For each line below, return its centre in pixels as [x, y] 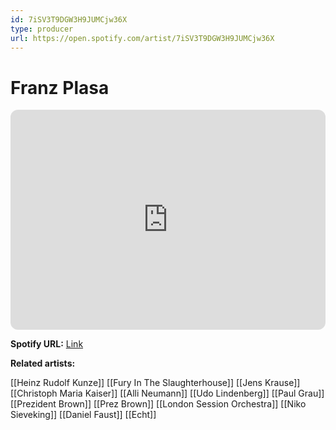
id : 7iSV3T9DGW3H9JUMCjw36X [69, 19]
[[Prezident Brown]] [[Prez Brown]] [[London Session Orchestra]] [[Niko [158, 404]
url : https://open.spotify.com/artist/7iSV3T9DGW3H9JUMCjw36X [142, 38]
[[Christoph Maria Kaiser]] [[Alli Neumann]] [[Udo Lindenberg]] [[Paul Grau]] [167, 393]
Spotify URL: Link [47, 344]
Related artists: [43, 363]
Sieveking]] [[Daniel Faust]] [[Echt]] [83, 415]
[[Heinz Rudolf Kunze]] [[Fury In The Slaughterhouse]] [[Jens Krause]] [155, 383]
